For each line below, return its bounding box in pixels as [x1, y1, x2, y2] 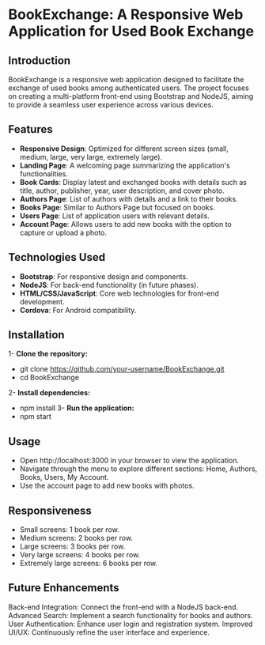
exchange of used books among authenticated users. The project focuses [8, 83, 249, 92]
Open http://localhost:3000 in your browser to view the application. [19, 456, 240, 466]
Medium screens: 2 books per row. [19, 534, 133, 543]
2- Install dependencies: [8, 388, 91, 398]
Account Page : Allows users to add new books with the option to [19, 219, 232, 228]
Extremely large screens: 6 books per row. [19, 559, 158, 568]
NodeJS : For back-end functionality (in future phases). [19, 280, 199, 289]
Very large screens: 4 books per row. [19, 550, 141, 560]
